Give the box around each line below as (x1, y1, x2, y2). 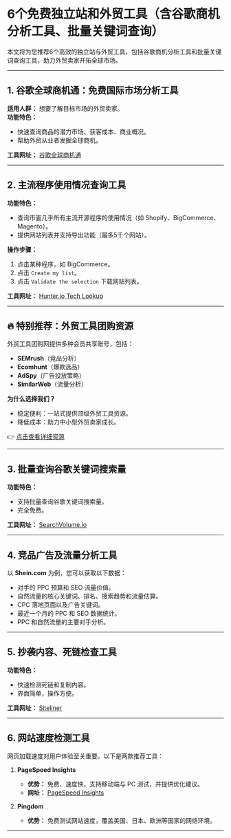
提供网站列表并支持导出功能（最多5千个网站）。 (16, 230, 151, 239)
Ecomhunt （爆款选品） (16, 363, 84, 372)
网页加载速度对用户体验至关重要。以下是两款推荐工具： (7, 751, 164, 760)
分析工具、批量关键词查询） (7, 23, 164, 39)
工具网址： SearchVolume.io (7, 521, 87, 529)
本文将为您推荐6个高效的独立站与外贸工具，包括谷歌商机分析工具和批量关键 (7, 47, 222, 56)
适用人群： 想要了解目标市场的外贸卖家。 (7, 104, 124, 112)
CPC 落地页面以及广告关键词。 (16, 601, 104, 609)
